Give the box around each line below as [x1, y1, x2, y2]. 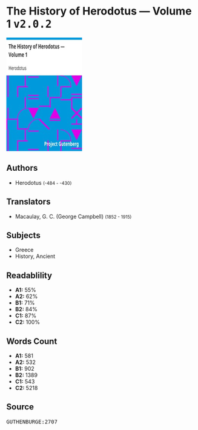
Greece [15, 246, 34, 254]
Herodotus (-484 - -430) [15, 179, 72, 186]
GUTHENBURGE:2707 [6, 418, 58, 425]
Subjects [6, 230, 41, 240]
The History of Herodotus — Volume [6, 4, 192, 18]
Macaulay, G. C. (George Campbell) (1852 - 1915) [15, 213, 132, 220]
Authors [6, 163, 38, 173]
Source [6, 402, 35, 412]
